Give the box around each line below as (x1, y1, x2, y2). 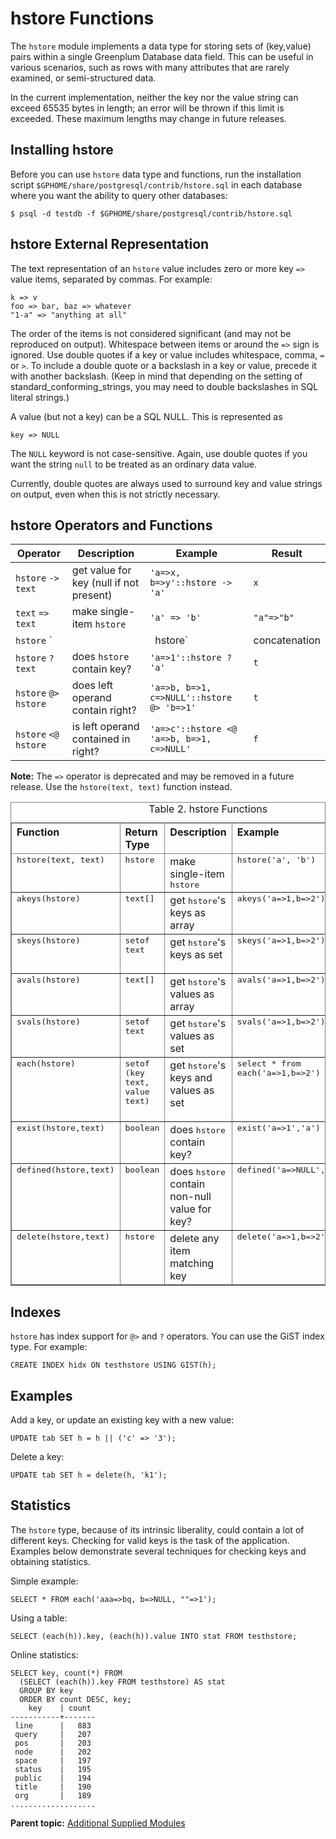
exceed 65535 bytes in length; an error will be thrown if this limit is (10, 102, 285, 114)
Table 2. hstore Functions (148, 802, 268, 816)
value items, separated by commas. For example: (10, 273, 213, 285)
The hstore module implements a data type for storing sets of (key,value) (10, 40, 312, 52)
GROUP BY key (19, 1685, 74, 1696)
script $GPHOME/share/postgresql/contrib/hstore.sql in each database (10, 178, 303, 191)
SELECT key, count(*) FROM (10, 1668, 123, 1678)
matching (169, 1257, 215, 1271)
